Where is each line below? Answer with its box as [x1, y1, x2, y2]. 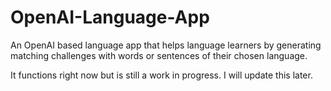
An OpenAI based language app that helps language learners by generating [10, 39, 322, 51]
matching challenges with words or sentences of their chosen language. [10, 49, 308, 61]
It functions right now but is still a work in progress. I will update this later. [10, 69, 313, 81]
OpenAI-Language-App [10, 6, 210, 29]
